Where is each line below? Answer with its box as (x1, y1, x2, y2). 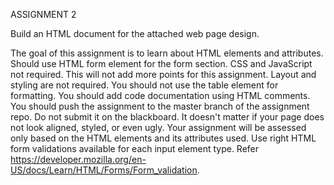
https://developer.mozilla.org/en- (10, 154, 147, 165)
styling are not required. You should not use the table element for (10, 79, 279, 91)
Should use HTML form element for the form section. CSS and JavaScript (10, 58, 313, 69)
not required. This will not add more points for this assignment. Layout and (10, 69, 317, 80)
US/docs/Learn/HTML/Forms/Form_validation (10, 164, 198, 176)
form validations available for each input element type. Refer (10, 143, 260, 154)
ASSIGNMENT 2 (10, 9, 77, 20)
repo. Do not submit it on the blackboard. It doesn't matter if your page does (10, 111, 325, 123)
